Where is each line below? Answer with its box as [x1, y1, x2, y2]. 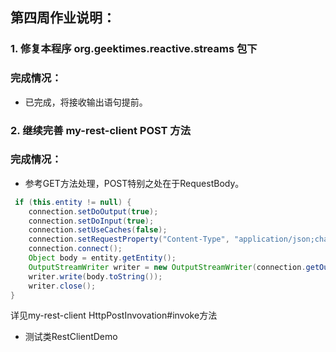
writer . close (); [28, 281, 97, 291]
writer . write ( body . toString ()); [28, 271, 163, 282]
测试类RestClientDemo [24, 331, 118, 343]
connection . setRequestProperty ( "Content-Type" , [28, 234, 230, 245]
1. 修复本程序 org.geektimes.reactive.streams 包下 [10, 42, 258, 56]
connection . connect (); [28, 244, 123, 254]
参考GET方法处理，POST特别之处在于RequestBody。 [24, 177, 245, 189]
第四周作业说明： [10, 9, 116, 27]
